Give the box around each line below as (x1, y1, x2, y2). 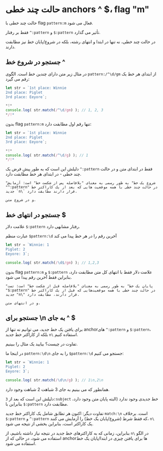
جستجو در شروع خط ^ (5, 58, 65, 67)
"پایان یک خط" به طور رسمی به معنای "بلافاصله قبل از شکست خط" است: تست (5, 284, 153, 288)
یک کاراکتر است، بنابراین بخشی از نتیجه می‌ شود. (5, 420, 94, 426)
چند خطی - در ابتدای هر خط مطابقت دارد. (5, 171, 81, 177)
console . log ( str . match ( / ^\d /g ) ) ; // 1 (5, 152, 89, 158)
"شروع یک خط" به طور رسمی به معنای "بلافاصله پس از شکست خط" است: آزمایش (5, 181, 156, 185)
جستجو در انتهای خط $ (5, 211, 66, 219)
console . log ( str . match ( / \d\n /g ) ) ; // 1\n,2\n (5, 378, 104, 383)
